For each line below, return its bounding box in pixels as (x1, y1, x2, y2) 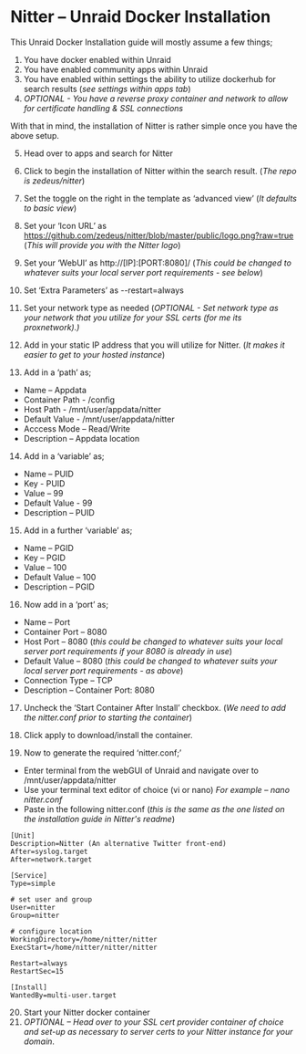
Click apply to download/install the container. (23, 729, 193, 740)
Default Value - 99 (23, 497, 93, 508)
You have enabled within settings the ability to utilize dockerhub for (23, 73, 277, 84)
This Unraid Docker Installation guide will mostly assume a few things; (10, 37, 273, 47)
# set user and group (10, 894, 93, 904)
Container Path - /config (23, 394, 116, 405)
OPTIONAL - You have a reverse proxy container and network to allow (23, 93, 289, 104)
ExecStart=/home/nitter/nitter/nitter (10, 943, 158, 952)
